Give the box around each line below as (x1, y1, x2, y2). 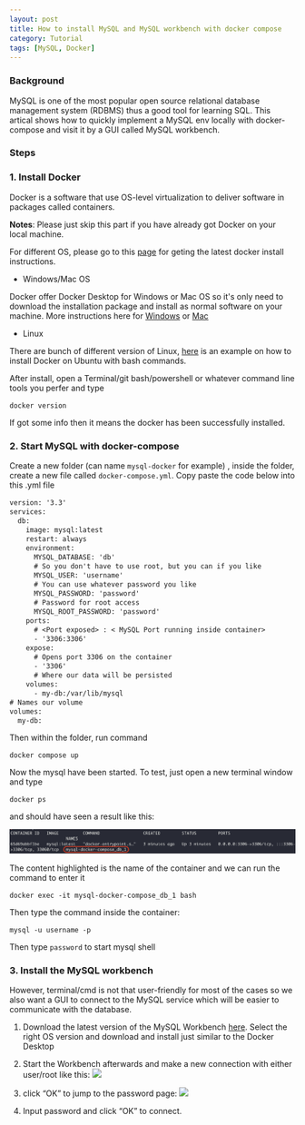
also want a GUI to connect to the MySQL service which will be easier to (9, 994, 280, 1005)
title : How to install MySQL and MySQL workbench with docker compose (9, 24, 282, 34)
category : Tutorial (9, 34, 84, 43)
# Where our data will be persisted (33, 671, 172, 680)
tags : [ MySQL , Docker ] (9, 44, 95, 53)
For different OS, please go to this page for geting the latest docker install (9, 246, 284, 257)
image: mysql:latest (25, 526, 103, 535)
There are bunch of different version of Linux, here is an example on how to (9, 345, 292, 356)
